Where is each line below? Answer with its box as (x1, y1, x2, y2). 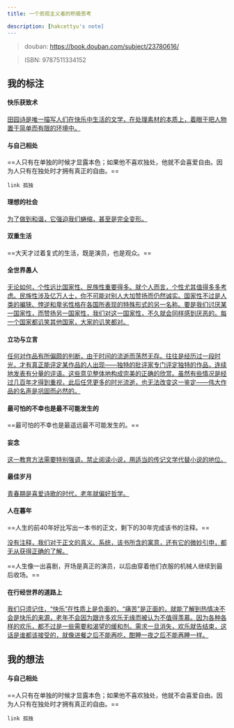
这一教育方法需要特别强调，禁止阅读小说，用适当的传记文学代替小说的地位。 (7, 455, 227, 463)
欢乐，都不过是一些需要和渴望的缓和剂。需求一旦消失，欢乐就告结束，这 (19, 623, 227, 631)
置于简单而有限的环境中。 (7, 124, 81, 133)
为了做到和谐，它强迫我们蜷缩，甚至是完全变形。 (7, 214, 148, 223)
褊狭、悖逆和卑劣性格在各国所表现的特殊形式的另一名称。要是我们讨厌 (19, 300, 221, 308)
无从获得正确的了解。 (7, 546, 68, 555)
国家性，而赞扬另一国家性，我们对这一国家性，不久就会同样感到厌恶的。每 (13, 309, 227, 317)
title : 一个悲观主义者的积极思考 (7, 10, 92, 17)
